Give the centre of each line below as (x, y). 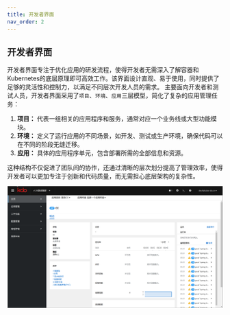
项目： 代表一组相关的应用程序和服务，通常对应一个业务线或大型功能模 (117, 119)
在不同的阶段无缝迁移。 (50, 145)
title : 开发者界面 (31, 14)
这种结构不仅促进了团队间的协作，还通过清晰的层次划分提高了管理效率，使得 (115, 167)
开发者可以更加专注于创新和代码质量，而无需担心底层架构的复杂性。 (103, 176)
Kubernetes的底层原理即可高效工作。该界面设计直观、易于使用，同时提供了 (113, 78)
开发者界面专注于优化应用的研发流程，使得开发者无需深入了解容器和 (103, 70)
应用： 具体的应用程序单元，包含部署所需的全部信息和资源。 (102, 153)
